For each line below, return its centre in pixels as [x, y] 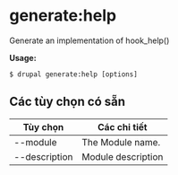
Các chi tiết [123, 127]
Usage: [23, 57]
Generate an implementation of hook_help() [89, 40]
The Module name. [121, 142]
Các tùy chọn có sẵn [68, 102]
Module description [123, 156]
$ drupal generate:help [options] [74, 74]
